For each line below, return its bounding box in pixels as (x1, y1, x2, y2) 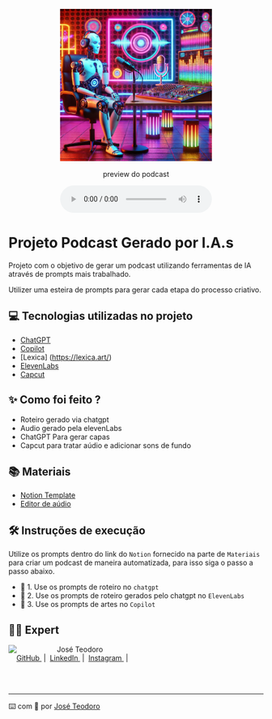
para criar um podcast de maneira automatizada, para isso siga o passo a (8, 558, 253, 568)
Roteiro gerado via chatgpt (19, 415, 109, 424)
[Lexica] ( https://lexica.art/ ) (19, 352, 112, 362)
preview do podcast (102, 170, 170, 179)
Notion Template (19, 490, 76, 500)
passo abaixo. (8, 566, 55, 576)
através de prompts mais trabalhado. (8, 269, 131, 278)
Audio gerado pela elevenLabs (19, 423, 122, 433)
